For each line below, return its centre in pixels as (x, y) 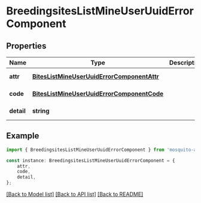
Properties (26, 46)
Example (23, 136)
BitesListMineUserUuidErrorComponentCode (98, 94)
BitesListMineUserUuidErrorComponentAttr (96, 76)
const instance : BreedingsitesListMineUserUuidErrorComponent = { (91, 160)
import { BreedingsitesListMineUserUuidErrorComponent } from (85, 150)
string (41, 111)
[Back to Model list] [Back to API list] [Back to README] (75, 194)
